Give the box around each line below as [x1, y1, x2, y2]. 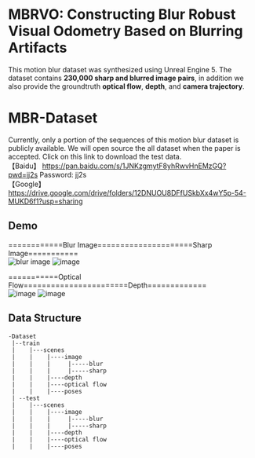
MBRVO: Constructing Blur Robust [8, 5, 236, 24]
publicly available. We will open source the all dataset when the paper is [8, 143, 241, 152]
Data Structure [8, 312, 82, 325]
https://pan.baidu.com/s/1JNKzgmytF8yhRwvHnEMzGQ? [42, 161, 227, 170]
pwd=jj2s [8, 170, 38, 179]
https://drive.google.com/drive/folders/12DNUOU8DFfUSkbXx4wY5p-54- [8, 188, 247, 197]
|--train [11, 339, 41, 347]
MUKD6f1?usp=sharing [8, 196, 83, 206]
